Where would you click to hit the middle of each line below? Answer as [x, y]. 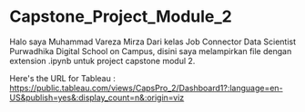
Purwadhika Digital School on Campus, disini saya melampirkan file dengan [151, 51]
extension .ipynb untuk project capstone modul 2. [102, 61]
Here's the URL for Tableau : [62, 78]
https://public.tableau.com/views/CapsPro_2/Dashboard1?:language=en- [147, 88]
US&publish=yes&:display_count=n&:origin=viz [97, 98]
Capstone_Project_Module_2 [121, 17]
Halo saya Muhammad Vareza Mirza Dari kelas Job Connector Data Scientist [153, 42]
